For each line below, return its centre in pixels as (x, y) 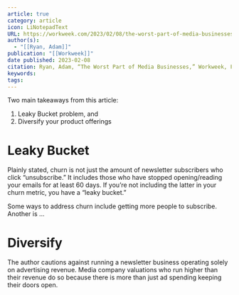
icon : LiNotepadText (38, 27)
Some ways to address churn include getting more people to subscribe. (112, 206)
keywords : (22, 73)
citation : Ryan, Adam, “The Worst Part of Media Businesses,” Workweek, (117, 67)
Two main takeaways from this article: (63, 100)
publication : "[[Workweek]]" (51, 54)
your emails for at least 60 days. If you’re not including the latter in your (112, 185)
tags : (15, 80)
